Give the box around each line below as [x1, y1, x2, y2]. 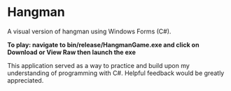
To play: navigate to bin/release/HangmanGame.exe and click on [7, 40, 199, 49]
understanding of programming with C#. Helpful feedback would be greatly [7, 69, 225, 77]
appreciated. [7, 76, 44, 84]
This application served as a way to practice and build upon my [7, 61, 190, 69]
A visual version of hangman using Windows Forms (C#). [7, 27, 171, 35]
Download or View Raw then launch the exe [7, 48, 136, 56]
